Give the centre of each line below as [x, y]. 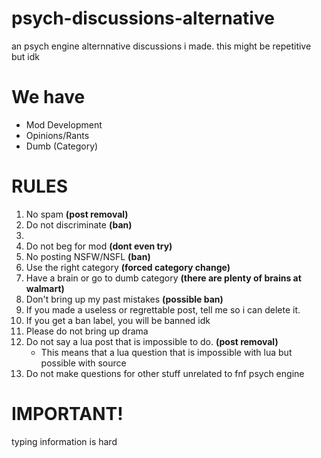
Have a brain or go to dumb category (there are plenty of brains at [163, 278]
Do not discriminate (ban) [79, 224]
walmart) [45, 288]
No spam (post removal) [77, 214]
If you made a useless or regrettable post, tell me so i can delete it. [163, 309]
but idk [26, 56]
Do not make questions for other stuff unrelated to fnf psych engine [165, 373]
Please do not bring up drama [87, 331]
